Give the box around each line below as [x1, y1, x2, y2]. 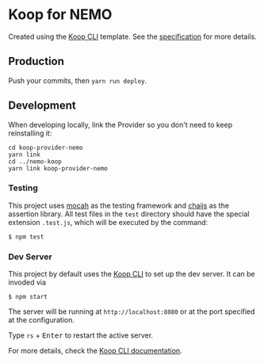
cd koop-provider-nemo [8, 143, 83, 151]
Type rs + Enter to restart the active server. [8, 331, 153, 340]
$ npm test [8, 232, 44, 241]
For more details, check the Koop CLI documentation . [8, 346, 182, 356]
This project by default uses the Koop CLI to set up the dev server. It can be [8, 269, 255, 279]
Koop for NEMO [8, 6, 113, 24]
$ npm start [8, 293, 48, 301]
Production [8, 55, 65, 68]
